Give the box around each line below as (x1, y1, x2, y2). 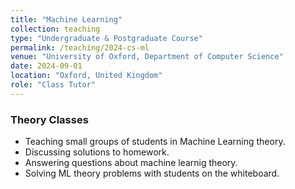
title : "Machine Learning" (10, 14, 123, 25)
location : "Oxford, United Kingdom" (10, 71, 163, 81)
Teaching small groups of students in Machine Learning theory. (24, 136, 286, 148)
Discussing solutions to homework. (24, 146, 170, 158)
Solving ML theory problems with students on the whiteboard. (24, 167, 280, 180)
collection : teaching (10, 24, 101, 34)
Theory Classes (10, 112, 89, 126)
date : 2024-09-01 (10, 61, 83, 71)
